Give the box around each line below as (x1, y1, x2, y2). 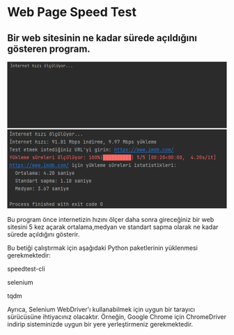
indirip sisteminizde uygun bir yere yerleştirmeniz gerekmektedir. (7, 320, 194, 329)
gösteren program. (7, 43, 91, 54)
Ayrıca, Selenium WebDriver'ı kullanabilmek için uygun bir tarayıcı (7, 305, 195, 314)
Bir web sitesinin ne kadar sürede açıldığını (7, 32, 197, 44)
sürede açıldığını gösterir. (7, 230, 80, 239)
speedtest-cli (7, 265, 45, 273)
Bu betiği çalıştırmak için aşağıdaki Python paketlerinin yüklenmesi (7, 244, 198, 252)
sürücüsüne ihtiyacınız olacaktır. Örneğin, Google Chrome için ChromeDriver (7, 313, 226, 321)
